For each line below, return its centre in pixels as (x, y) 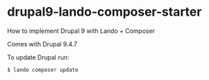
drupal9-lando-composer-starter (104, 12)
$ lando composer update (43, 70)
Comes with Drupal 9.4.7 (42, 44)
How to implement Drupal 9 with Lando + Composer (81, 31)
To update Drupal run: (38, 57)
